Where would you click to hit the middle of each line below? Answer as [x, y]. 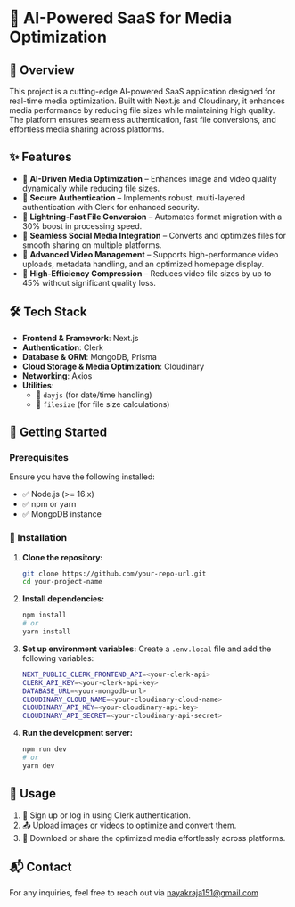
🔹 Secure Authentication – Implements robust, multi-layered [133, 197]
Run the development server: [78, 733]
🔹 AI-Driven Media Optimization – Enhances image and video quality [149, 178]
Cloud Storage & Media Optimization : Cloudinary [113, 366]
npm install [44, 615]
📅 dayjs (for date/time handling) [94, 395]
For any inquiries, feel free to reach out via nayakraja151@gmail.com [134, 893]
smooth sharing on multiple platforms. [92, 245]
